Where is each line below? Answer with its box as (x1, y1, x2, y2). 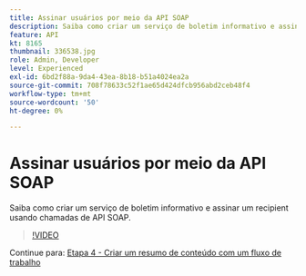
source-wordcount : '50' (9, 97, 100, 107)
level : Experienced (9, 64, 84, 74)
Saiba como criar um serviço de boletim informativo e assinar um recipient (9, 202, 289, 213)
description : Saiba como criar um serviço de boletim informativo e (9, 22, 275, 31)
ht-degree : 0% (9, 106, 64, 115)
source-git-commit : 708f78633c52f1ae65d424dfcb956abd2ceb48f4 (9, 81, 250, 90)
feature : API (9, 30, 59, 39)
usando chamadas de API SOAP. (9, 212, 132, 223)
